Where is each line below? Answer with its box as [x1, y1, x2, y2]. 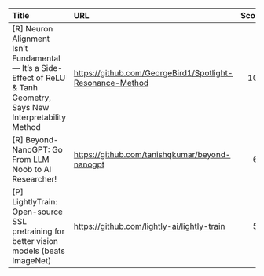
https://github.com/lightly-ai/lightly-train [73, 221, 225, 231]
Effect [12, 72, 35, 83]
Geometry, [12, 92, 51, 103]
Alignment [12, 33, 50, 44]
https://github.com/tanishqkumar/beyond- [73, 149, 231, 160]
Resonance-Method [73, 78, 149, 88]
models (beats [12, 245, 65, 256]
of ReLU [35, 72, 66, 83]
